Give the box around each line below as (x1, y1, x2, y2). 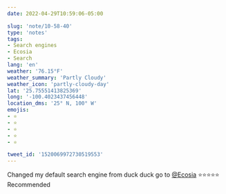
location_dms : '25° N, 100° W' (7, 100, 97, 107)
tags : (7, 35, 23, 42)
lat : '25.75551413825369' (7, 87, 82, 94)
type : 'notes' (7, 29, 48, 36)
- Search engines (7, 42, 57, 49)
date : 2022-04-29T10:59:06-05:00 (7, 10, 104, 17)
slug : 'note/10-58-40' (7, 22, 73, 30)
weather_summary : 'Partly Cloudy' (7, 74, 107, 81)
